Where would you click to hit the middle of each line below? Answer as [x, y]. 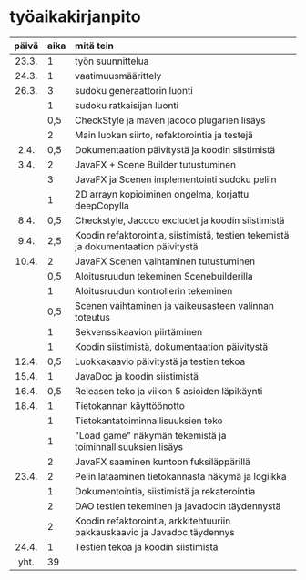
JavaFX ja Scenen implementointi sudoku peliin [175, 179]
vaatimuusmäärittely [118, 76]
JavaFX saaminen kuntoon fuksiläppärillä [162, 462]
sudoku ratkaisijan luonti [127, 105]
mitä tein [94, 46]
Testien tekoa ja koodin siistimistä [146, 546]
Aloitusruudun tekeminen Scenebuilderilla [163, 276]
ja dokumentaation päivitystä [136, 246]
